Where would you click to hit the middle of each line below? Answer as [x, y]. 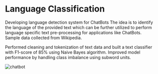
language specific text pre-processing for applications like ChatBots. [73, 32]
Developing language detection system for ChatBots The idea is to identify [79, 22]
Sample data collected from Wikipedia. [43, 38]
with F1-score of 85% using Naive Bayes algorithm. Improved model [73, 52]
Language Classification [55, 9]
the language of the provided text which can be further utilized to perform [79, 27]
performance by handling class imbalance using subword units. [68, 57]
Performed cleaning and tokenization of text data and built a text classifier [79, 47]
